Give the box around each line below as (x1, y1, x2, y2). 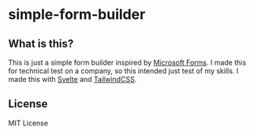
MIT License (8, 118, 49, 128)
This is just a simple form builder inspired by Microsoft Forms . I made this (8, 58, 247, 67)
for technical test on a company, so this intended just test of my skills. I (8, 66, 239, 76)
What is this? (8, 37, 74, 50)
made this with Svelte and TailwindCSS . (8, 75, 137, 84)
